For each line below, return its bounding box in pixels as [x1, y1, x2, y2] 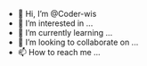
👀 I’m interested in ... [17, 18, 94, 29]
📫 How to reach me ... [17, 47, 101, 57]
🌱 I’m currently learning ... [17, 28, 113, 37]
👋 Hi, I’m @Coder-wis [17, 9, 97, 19]
